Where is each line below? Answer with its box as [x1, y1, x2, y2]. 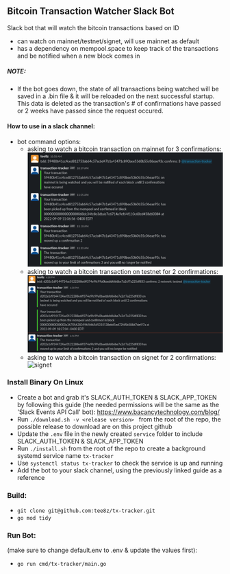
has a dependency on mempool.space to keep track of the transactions [16, 44, 219, 52]
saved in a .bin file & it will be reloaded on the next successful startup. [16, 92, 215, 100]
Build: [7, 490, 27, 500]
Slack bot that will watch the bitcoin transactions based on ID [7, 23, 179, 32]
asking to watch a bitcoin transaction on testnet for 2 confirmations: [27, 267, 219, 275]
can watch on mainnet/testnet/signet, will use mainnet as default [16, 37, 200, 45]
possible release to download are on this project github [16, 422, 172, 430]
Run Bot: [7, 531, 36, 540]
